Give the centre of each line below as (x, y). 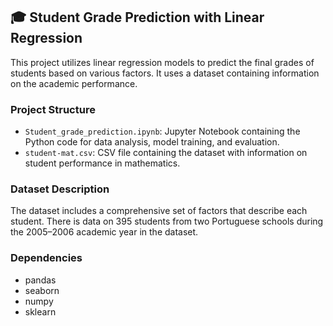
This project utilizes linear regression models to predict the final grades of (162, 62)
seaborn (42, 290)
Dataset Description (60, 189)
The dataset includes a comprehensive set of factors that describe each (159, 211)
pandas (40, 280)
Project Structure (53, 109)
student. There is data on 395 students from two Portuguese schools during (167, 221)
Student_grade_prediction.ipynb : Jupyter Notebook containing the (162, 131)
